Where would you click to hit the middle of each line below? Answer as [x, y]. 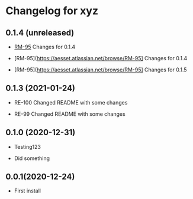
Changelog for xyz [52, 11]
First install [27, 191]
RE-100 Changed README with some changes [71, 102]
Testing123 [27, 146]
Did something [32, 158]
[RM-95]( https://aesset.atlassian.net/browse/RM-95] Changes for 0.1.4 [101, 58]
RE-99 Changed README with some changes [70, 114]
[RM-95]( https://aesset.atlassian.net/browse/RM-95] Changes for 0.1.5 [100, 70]
